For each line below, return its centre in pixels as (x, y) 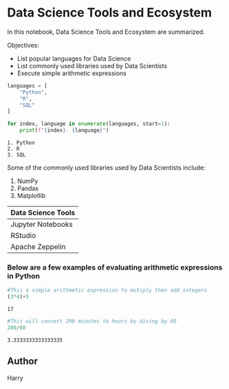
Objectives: (23, 45)
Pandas (28, 188)
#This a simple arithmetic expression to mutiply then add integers (107, 290)
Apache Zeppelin (38, 247)
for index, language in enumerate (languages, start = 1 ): (89, 124)
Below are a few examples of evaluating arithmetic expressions (115, 267)
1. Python (21, 143)
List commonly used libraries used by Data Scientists (92, 66)
